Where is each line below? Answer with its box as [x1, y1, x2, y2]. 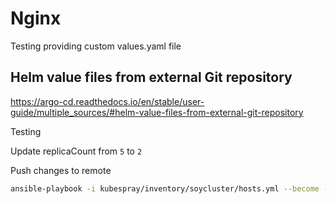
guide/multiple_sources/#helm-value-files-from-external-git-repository [10, 106, 304, 118]
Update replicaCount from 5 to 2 [10, 145, 143, 157]
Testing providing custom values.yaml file [10, 40, 182, 52]
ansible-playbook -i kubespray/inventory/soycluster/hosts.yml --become [10, 183, 320, 194]
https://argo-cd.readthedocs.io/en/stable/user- [10, 95, 205, 107]
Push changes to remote [10, 164, 112, 176]
